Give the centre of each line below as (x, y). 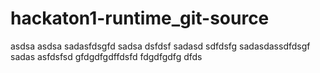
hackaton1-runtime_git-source (140, 18)
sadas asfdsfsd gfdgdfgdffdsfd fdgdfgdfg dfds (106, 56)
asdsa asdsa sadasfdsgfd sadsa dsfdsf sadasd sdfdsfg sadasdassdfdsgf (160, 46)
